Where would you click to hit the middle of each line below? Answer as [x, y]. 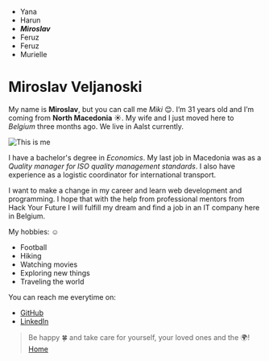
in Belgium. [27, 216]
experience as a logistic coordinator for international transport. [112, 174]
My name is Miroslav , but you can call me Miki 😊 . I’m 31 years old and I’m [131, 109]
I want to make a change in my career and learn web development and [125, 190]
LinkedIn [34, 321]
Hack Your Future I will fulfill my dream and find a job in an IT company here [134, 207]
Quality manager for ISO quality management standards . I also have [122, 166]
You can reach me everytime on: [62, 297]
